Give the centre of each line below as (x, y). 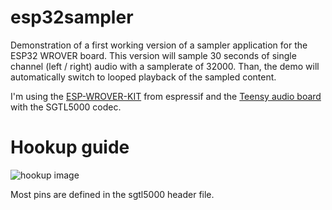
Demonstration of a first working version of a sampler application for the (159, 45)
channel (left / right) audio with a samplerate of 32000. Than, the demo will (165, 66)
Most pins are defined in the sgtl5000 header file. (112, 194)
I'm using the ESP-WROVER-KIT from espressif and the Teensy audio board (166, 96)
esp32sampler (72, 17)
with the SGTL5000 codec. (66, 107)
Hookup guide (70, 147)
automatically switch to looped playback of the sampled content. (143, 77)
